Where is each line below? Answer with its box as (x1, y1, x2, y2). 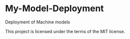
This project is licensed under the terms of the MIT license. (5, 28, 125, 34)
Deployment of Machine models (5, 19, 70, 25)
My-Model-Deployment (5, 3, 104, 14)
